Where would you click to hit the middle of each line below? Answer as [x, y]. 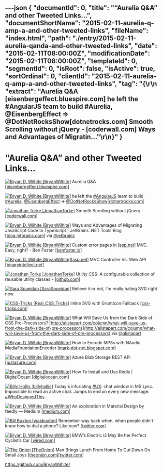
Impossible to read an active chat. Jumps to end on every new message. [77, 392]
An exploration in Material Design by [108, 406]
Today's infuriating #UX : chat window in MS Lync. [104, 387]
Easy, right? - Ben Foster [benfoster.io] [44, 250]
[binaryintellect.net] [25, 265]
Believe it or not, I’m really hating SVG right [115, 289]
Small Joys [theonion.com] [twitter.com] [44, 455]
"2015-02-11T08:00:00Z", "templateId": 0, [71, 61]
